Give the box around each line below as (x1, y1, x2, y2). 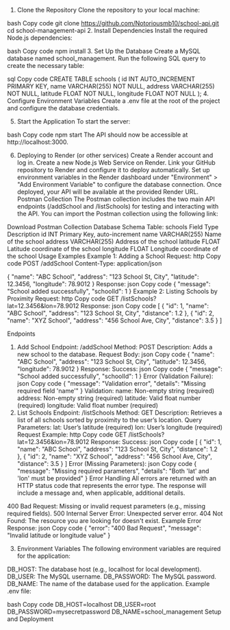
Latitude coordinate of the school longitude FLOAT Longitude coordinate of (7, 245, 219, 253)
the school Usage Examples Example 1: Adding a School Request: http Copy (7, 252, 221, 260)
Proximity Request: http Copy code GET (7, 294, 119, 303)
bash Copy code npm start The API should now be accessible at (7, 130, 188, 139)
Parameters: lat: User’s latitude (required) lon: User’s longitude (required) (16, 423, 223, 431)
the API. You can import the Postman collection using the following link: (16, 209, 218, 218)
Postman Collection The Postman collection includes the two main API (16, 195, 216, 203)
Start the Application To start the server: (16, 117, 131, 126)
